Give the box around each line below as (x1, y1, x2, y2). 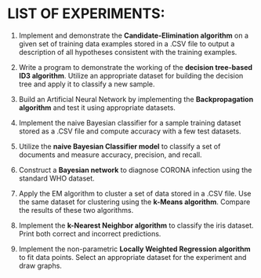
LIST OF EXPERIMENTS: (7, 5, 165, 23)
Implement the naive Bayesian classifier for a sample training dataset (18, 118, 241, 127)
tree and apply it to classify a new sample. (18, 79, 155, 89)
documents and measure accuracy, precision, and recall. (18, 150, 202, 159)
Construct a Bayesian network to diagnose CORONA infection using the (18, 165, 252, 174)
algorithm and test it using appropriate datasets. (18, 103, 176, 112)
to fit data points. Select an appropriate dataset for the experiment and (18, 252, 247, 262)
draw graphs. (18, 261, 62, 270)
